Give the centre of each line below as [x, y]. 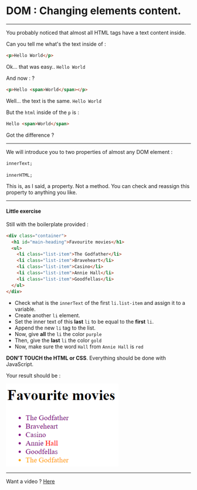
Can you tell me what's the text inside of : [56, 44]
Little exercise [24, 211]
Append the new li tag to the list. [55, 328]
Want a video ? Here [30, 481]
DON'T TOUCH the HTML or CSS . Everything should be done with [86, 358]
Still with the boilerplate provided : [47, 224]
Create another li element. [47, 315]
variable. [25, 309]
